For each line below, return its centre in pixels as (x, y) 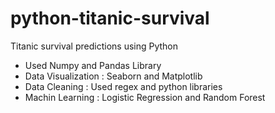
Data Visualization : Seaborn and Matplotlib (113, 76)
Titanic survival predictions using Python (94, 46)
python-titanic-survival (110, 18)
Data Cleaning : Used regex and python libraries (123, 86)
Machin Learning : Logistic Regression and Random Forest (145, 97)
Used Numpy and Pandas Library (93, 65)
